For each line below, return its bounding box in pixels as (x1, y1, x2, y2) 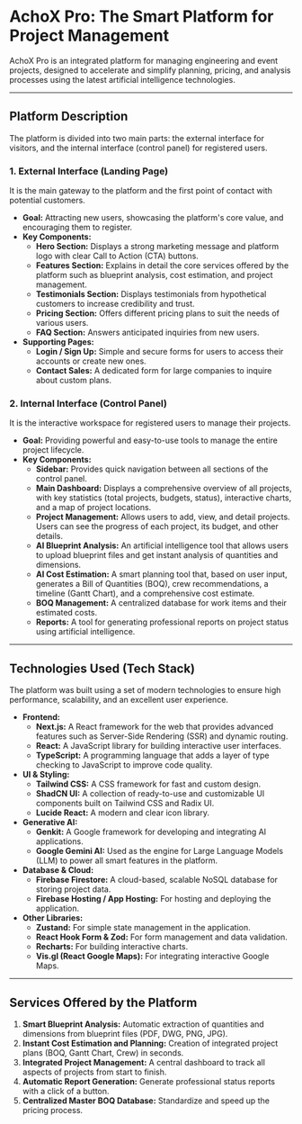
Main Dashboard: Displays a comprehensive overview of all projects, (35, 483, 292, 494)
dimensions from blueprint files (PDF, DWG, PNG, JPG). (22, 1028, 228, 1039)
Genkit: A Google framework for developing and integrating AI (35, 826, 267, 838)
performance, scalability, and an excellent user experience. (9, 695, 229, 706)
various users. (35, 318, 89, 328)
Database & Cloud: (22, 865, 94, 876)
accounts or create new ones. (35, 355, 147, 366)
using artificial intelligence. (35, 626, 136, 637)
